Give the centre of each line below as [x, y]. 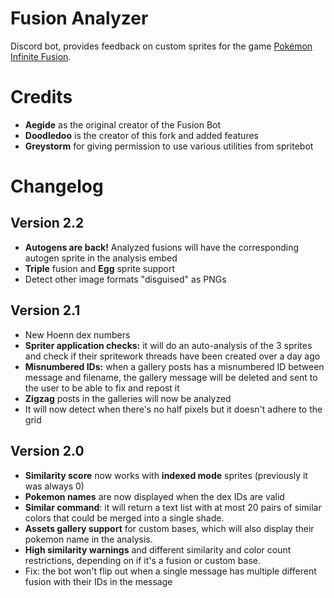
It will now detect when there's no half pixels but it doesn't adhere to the [173, 409]
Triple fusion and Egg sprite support [100, 268]
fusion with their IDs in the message [98, 581]
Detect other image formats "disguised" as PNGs [125, 279]
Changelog [57, 186]
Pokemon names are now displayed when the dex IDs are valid [154, 496]
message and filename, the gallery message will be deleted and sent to [171, 377]
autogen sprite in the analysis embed [101, 258]
